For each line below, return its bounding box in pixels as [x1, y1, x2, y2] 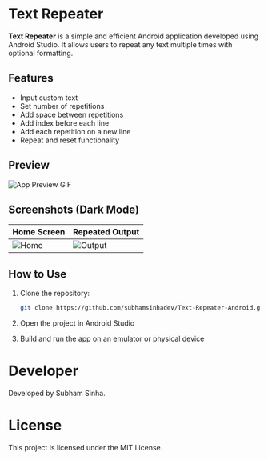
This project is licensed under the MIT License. [8, 442, 163, 452]
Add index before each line [19, 118, 110, 128]
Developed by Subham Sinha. [8, 389, 106, 398]
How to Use [8, 267, 67, 281]
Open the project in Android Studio [19, 318, 135, 328]
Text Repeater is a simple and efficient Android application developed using [8, 31, 259, 41]
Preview [8, 158, 50, 172]
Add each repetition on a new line [19, 126, 131, 136]
